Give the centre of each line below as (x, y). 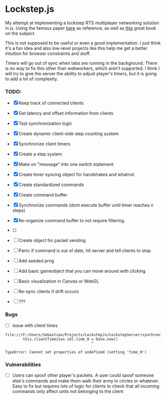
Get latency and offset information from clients (66, 113)
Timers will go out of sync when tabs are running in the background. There (81, 63)
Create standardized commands (51, 185)
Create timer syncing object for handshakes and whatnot (76, 175)
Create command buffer (43, 195)
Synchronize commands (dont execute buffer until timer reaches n (86, 205)
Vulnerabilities (23, 364)
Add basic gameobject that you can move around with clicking (82, 271)
